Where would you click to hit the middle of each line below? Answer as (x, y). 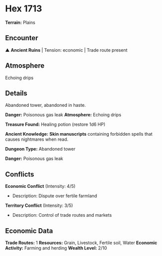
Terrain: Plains (20, 22)
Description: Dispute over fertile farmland (55, 196)
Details (16, 93)
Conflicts (20, 174)
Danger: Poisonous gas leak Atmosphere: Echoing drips (63, 115)
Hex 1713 (24, 9)
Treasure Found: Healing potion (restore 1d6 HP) (55, 124)
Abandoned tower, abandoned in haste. (45, 105)
